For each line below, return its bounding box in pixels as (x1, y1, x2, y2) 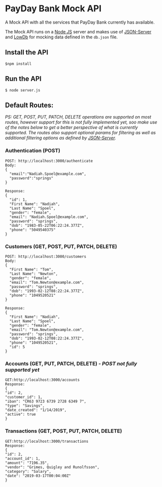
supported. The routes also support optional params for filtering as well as (5, 130, 156, 136)
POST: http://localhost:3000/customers (5, 254, 87, 259)
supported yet (5, 366, 40, 373)
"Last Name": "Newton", (9, 271, 58, 276)
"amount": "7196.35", (5, 460, 49, 465)
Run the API (5, 75, 42, 83)
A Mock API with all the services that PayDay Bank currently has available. (5, 19, 155, 25)
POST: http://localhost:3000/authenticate (5, 158, 93, 163)
